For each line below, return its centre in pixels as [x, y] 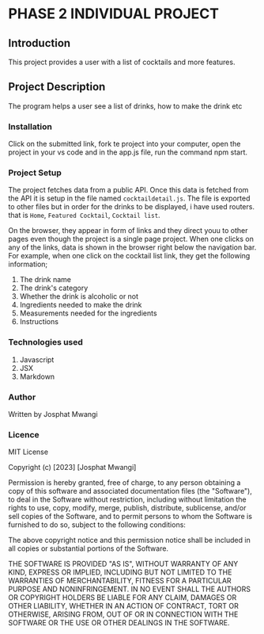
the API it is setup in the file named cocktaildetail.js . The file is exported [129, 198]
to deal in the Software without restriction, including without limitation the [127, 499]
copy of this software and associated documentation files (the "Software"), [130, 491]
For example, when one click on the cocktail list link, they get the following [129, 256]
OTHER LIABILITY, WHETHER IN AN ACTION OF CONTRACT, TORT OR [123, 606]
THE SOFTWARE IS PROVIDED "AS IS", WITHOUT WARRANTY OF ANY [123, 564]
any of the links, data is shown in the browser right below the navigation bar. [132, 247]
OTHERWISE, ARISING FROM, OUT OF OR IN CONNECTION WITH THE [123, 614]
